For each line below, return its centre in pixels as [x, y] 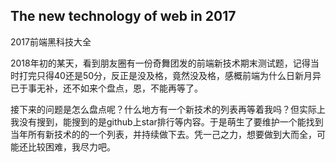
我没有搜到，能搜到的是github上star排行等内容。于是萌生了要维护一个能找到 [167, 121]
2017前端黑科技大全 [51, 41]
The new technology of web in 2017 [123, 16]
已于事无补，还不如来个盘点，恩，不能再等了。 [106, 88]
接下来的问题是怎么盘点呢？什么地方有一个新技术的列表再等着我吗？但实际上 [168, 109]
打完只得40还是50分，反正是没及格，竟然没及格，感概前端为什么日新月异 [170, 75]
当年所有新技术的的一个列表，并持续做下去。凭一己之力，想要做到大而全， [163, 134]
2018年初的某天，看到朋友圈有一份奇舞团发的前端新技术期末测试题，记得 [160, 63]
